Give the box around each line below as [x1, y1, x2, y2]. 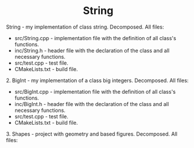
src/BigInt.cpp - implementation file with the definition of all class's [14, 88, 176, 95]
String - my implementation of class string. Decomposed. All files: [6, 23, 164, 30]
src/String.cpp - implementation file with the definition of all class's [14, 34, 176, 41]
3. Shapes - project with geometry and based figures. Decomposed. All [6, 130, 178, 138]
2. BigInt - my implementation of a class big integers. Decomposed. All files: [6, 77, 189, 84]
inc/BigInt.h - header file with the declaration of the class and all [14, 100, 169, 107]
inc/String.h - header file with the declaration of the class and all [14, 47, 169, 54]
